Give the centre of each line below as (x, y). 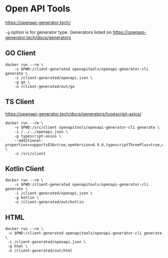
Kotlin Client (25, 168)
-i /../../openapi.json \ (41, 132)
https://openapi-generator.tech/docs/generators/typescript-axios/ (73, 114)
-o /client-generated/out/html (40, 251)
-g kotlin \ (26, 198)
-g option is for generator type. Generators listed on (58, 32)
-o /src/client (30, 153)
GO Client (20, 53)
